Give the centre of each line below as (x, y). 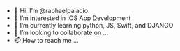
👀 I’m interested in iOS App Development (72, 18)
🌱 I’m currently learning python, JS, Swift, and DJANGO (93, 25)
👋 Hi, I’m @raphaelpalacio (51, 11)
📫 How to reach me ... (46, 40)
